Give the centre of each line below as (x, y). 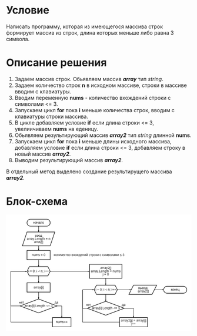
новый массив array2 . (43, 154)
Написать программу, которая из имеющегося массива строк (85, 26)
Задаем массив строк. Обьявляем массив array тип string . (89, 79)
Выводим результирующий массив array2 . (69, 160)
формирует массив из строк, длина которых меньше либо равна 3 (90, 32)
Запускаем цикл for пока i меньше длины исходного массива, (93, 141)
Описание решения (56, 63)
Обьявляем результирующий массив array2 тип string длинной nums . (103, 135)
